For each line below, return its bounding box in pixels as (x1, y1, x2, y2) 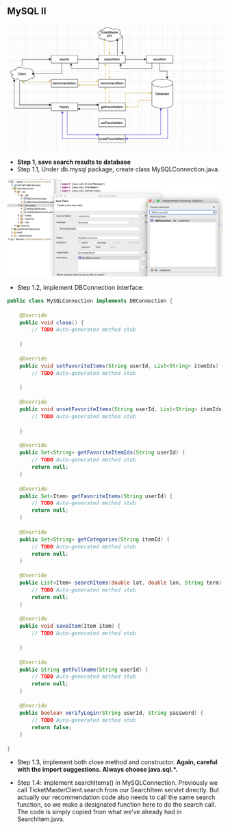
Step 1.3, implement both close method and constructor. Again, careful (16, 758, 218, 766)
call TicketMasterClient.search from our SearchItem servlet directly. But (16, 786, 220, 794)
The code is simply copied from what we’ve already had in (16, 808, 182, 816)
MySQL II (7, 5, 47, 17)
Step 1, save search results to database (16, 158, 131, 166)
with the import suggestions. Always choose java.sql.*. (16, 766, 178, 774)
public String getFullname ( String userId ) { (19, 666, 149, 673)
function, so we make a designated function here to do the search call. (16, 801, 217, 809)
